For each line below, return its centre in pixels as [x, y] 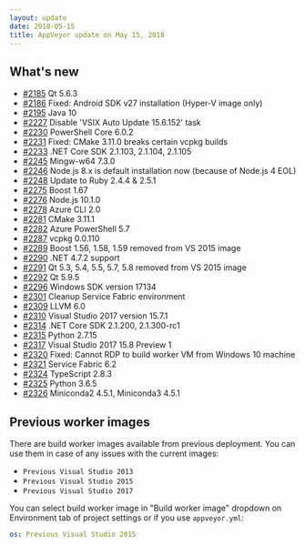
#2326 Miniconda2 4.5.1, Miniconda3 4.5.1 [101, 393]
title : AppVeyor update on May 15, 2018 [87, 35]
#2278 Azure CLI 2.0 [61, 209]
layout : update [38, 18]
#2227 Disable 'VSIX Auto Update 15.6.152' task [112, 123]
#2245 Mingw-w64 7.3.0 [69, 161]
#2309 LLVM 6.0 [54, 307]
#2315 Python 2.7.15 [60, 335]
